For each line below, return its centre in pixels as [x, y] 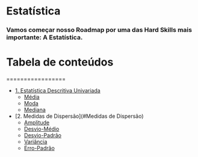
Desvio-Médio [42, 129]
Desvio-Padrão [43, 135]
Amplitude [37, 123]
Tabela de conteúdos [60, 62]
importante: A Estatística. [45, 37]
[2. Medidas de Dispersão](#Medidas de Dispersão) [79, 116]
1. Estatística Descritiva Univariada [57, 91]
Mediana [35, 110]
